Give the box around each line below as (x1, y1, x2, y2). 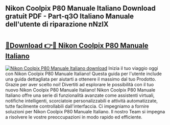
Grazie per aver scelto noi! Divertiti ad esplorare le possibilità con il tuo (5, 82, 154, 87)
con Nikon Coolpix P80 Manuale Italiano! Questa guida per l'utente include (5, 71, 162, 77)
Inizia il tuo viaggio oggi (108, 65, 158, 71)
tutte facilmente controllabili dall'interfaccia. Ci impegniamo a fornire (5, 103, 150, 109)
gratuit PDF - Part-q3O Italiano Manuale (5, 12, 134, 21)
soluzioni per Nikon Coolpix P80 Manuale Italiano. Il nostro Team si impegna (5, 109, 165, 114)
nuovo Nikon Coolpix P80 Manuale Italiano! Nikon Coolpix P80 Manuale (5, 87, 156, 93)
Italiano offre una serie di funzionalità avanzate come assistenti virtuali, (5, 92, 155, 98)
